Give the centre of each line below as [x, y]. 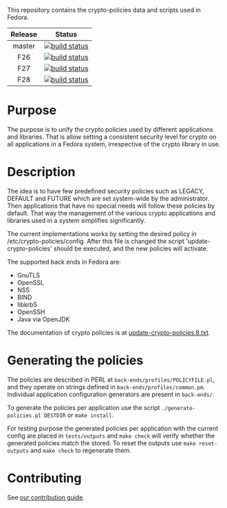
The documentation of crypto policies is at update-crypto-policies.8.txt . [109, 332]
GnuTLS [29, 275]
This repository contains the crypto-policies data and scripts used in [104, 10]
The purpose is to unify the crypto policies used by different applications [110, 129]
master [24, 46]
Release [24, 34]
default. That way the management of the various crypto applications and [111, 213]
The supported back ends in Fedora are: [64, 262]
